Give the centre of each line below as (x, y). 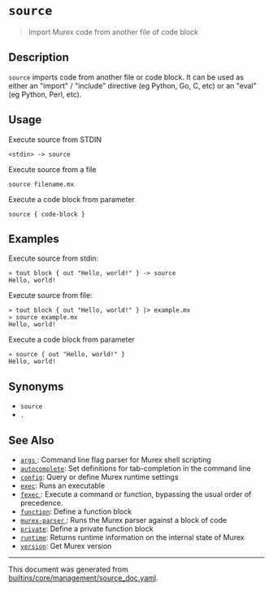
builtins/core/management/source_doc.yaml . (83, 578)
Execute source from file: (50, 295)
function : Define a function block (76, 511)
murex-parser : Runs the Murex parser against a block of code (123, 520)
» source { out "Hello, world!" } (67, 355)
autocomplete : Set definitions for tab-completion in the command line (135, 468)
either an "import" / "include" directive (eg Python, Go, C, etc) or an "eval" (133, 85)
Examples (34, 239)
